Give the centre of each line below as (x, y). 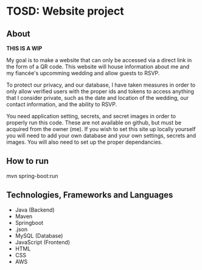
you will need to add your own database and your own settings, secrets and (101, 136)
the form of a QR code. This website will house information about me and (98, 66)
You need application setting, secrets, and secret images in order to (91, 116)
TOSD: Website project (65, 11)
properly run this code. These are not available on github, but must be (94, 123)
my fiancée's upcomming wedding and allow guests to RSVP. (83, 73)
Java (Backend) (35, 210)
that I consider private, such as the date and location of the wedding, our (98, 98)
